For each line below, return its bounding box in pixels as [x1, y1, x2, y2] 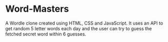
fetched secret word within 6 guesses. [5, 31, 87, 37]
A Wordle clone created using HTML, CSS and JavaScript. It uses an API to [5, 20, 163, 26]
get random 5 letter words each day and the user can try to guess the [5, 25, 152, 31]
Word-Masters [5, 3, 69, 15]
